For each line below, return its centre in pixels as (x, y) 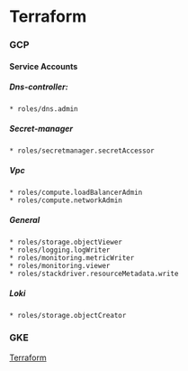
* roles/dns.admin (44, 109)
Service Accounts (44, 66)
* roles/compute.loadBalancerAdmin (76, 192)
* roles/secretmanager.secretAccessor (82, 151)
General (25, 220)
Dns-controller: (39, 87)
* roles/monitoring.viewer (60, 265)
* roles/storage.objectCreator (68, 315)
